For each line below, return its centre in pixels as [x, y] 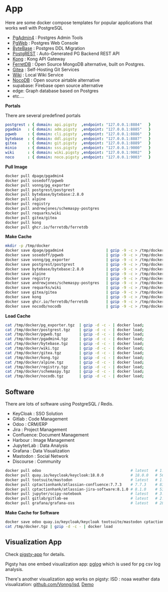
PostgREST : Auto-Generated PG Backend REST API [66, 54]
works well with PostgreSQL [34, 28]
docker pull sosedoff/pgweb [34, 181]
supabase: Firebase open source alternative [58, 85]
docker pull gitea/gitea [31, 218]
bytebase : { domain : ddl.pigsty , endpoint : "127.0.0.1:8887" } [78, 139]
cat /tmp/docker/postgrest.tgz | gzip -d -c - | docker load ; [75, 330]
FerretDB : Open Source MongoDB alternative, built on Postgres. [78, 64]
